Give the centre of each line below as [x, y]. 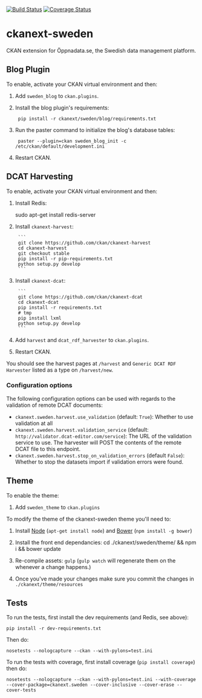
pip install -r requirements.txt [60, 308]
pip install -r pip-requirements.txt [65, 258]
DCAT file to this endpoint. [47, 449]
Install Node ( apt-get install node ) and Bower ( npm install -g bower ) [103, 530]
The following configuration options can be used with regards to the [91, 398]
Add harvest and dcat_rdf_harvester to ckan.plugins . [82, 340]
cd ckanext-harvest [42, 248]
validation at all [34, 423]
